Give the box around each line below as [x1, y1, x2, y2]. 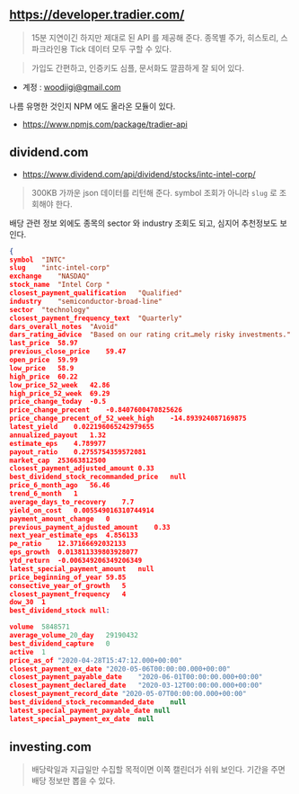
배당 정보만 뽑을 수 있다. [31, 775, 116, 786]
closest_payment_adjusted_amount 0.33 [9, 464, 154, 473]
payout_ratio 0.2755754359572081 [9, 447, 146, 457]
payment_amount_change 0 [9, 514, 110, 523]
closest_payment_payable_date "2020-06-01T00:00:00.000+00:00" [9, 673, 263, 682]
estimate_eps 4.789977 [9, 439, 106, 448]
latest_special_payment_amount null [9, 564, 154, 574]
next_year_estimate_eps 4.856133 [9, 531, 139, 540]
